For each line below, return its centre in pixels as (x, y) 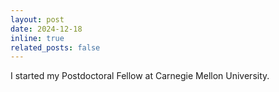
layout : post (37, 19)
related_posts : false (55, 47)
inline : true (37, 38)
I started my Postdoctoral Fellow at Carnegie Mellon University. (140, 76)
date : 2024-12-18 (46, 29)
